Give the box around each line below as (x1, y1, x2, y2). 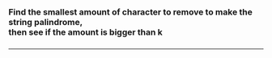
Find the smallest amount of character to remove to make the (8, 6, 253, 18)
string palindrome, (8, 16, 83, 27)
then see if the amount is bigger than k (8, 27, 164, 38)
